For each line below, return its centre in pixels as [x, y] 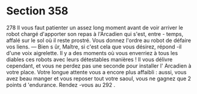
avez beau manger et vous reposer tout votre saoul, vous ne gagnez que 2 [99, 78]
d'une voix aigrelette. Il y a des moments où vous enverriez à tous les [92, 53]
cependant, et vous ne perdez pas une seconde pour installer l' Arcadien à [99, 66]
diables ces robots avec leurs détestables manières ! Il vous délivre [89, 59]
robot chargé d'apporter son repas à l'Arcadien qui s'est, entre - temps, [95, 34]
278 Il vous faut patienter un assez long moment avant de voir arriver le [95, 28]
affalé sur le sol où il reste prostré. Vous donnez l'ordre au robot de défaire [99, 40]
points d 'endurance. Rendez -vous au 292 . [61, 84]
